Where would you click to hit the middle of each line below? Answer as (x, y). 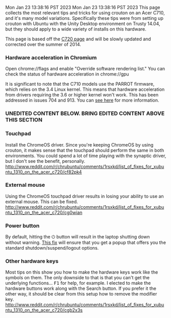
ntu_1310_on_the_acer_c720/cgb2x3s (44, 310)
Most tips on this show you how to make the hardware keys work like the (82, 272)
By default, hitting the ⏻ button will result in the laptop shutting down (78, 237)
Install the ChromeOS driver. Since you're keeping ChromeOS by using (79, 144)
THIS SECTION (24, 120)
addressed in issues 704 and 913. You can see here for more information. (82, 100)
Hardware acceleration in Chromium (51, 57)
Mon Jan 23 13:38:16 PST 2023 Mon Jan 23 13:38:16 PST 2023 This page (83, 7)
